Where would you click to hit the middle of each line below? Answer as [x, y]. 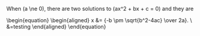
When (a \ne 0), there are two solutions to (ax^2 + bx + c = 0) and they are [100, 9]
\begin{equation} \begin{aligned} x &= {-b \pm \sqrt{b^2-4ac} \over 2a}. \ [99, 20]
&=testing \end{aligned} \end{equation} [56, 27]
